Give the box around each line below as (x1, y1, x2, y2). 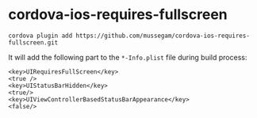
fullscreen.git (8, 38, 59, 47)
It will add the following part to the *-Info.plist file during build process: (8, 52, 247, 62)
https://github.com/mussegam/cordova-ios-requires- (75, 32, 250, 40)
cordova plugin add (8, 32, 73, 40)
